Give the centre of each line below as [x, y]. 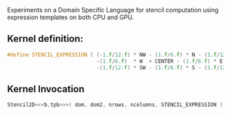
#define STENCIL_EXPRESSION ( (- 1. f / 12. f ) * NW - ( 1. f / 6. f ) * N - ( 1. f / [113, 54]
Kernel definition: [45, 39]
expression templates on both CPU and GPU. [70, 17]
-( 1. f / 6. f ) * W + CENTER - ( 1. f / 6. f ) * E [159, 61]
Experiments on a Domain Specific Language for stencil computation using [113, 10]
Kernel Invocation [46, 89]
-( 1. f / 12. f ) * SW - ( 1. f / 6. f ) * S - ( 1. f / [158, 67]
